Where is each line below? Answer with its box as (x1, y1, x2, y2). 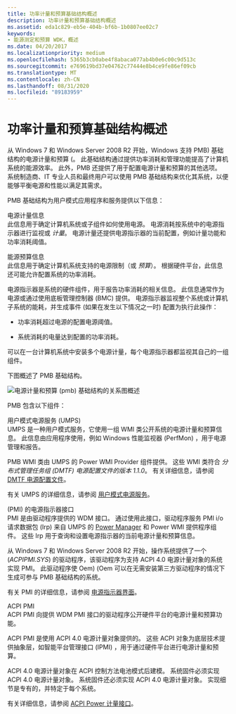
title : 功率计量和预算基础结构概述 (7, 10, 98, 18)
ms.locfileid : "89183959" (7, 89, 83, 96)
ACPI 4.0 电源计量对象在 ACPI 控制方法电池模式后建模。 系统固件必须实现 (7, 667, 220, 675)
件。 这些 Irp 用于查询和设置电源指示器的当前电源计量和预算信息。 (7, 532, 199, 540)
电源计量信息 (7, 211, 44, 220)
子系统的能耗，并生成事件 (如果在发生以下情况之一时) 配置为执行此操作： (7, 303, 219, 311)
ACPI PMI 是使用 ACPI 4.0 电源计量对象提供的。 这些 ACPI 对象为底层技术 (7, 634, 220, 643)
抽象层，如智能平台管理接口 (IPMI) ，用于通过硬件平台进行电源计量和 (13, 643, 213, 651)
